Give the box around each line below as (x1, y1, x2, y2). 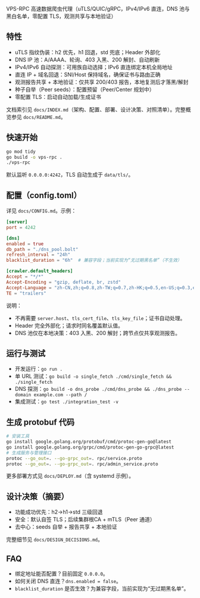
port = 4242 (6, 224, 36, 230)
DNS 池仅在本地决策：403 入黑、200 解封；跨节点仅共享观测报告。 (14, 329, 180, 336)
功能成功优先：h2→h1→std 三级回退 (14, 508, 103, 516)
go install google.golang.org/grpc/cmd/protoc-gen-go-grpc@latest (6, 444, 174, 450)
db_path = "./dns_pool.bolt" (6, 246, 79, 252)
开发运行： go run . (14, 365, 63, 372)
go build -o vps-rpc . (6, 154, 62, 160)
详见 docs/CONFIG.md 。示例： (6, 207, 77, 214)
